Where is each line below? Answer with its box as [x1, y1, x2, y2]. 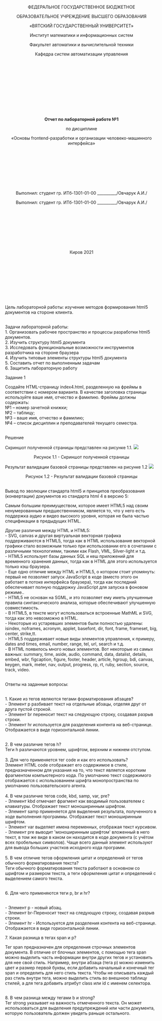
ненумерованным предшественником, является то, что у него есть [5, 508, 145, 514]
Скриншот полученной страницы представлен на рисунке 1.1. [5, 445, 132, 451]
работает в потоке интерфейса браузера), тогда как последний [5, 579, 137, 585]
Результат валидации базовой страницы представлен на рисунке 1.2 [5, 464, 148, 470]
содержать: [5, 400, 29, 405]
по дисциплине [65, 126, 97, 132]
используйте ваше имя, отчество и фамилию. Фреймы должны [5, 394, 136, 400]
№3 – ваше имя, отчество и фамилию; [5, 415, 84, 420]
